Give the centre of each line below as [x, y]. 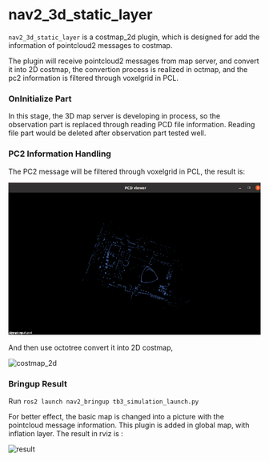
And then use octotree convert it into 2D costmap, [91, 347]
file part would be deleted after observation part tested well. [107, 133]
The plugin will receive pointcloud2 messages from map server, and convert [134, 61]
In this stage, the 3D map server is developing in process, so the [114, 116]
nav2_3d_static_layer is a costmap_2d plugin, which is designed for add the [134, 37]
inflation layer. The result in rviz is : [66, 434]
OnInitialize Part [40, 98]
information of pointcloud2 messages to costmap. [90, 45]
